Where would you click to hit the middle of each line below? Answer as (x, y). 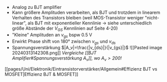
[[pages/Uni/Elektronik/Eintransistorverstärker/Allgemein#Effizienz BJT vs (81, 69)
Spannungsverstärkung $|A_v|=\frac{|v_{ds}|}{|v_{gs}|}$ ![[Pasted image (87, 48)
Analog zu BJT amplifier (37, 7)
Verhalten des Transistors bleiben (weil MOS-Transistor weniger (78, 18)
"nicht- (152, 18)
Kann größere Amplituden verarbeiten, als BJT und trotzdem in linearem (86, 12)
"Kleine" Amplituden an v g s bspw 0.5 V (52, 35)
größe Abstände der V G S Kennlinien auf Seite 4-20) (65, 29)
